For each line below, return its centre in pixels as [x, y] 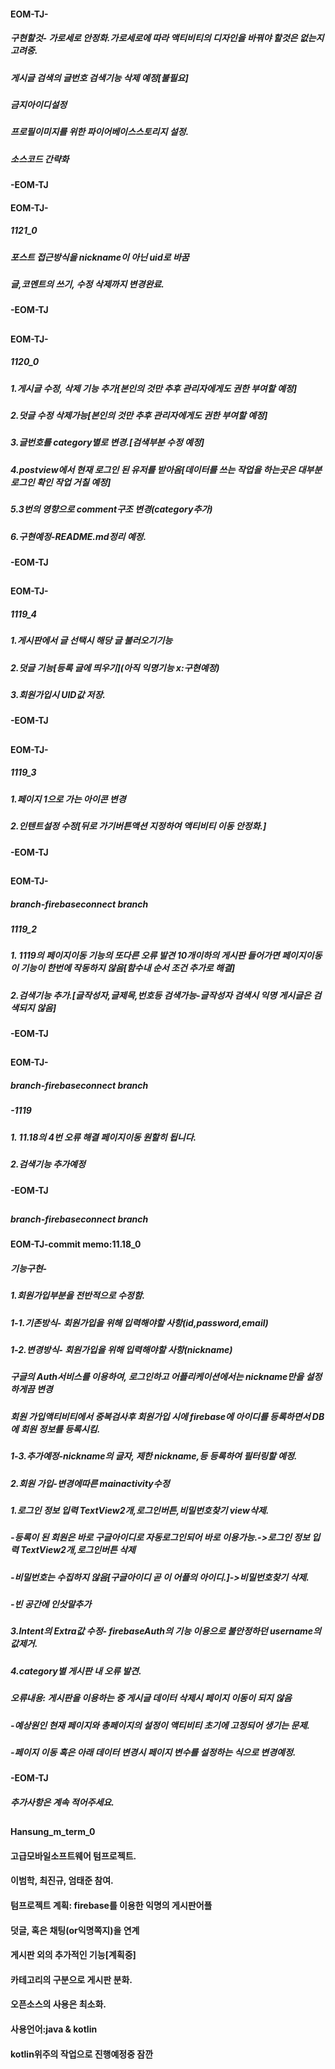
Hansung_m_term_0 [53, 1832]
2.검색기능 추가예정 [48, 1164]
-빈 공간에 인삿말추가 [51, 1604]
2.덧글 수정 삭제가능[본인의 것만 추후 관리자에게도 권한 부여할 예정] [139, 416]
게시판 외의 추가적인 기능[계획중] [73, 1955]
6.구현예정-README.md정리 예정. [78, 536]
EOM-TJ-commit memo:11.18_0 [76, 1244]
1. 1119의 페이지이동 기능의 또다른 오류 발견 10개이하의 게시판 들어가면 [145, 956]
